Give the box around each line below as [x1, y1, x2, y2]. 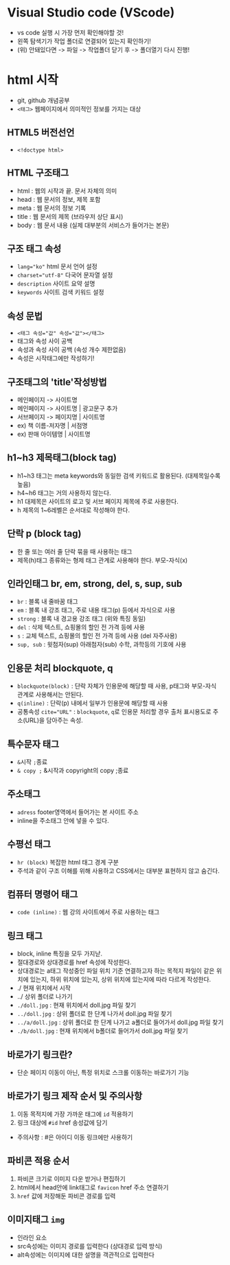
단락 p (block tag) [7, 528, 82, 539]
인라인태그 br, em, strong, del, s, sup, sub [7, 578, 183, 590]
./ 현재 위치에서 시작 [16, 984, 71, 993]
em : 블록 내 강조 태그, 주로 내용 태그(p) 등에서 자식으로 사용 [16, 606, 176, 614]
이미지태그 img [7, 1214, 65, 1226]
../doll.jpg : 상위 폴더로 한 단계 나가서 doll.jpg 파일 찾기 [16, 1010, 172, 1018]
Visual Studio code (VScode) [7, 5, 175, 21]
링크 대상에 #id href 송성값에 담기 [16, 1118, 108, 1126]
